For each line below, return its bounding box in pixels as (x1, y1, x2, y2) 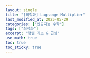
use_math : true (5, 36, 37, 41)
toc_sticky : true (5, 45, 42, 50)
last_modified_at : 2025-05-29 (5, 17, 69, 22)
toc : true (5, 40, 26, 45)
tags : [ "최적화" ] (5, 26, 39, 31)
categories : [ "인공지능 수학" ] (5, 21, 64, 27)
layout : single (5, 7, 37, 13)
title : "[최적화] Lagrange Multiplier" (5, 12, 85, 17)
